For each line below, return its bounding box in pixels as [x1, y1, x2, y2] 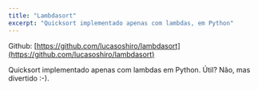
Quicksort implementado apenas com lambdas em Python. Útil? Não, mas [8, 65, 251, 74]
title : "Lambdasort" [8, 11, 77, 20]
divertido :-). [8, 73, 50, 83]
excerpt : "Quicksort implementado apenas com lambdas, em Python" [8, 19, 234, 27]
